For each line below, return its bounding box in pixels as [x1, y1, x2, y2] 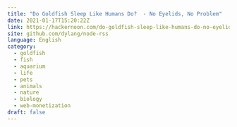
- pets [13, 75, 33, 83]
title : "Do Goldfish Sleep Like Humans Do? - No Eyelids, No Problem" [7, 10, 222, 18]
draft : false [7, 109, 46, 116]
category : [7, 43, 37, 50]
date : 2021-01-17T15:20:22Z [7, 17, 90, 24]
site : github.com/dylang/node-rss [7, 30, 109, 37]
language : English [7, 37, 61, 44]
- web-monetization [13, 102, 71, 109]
